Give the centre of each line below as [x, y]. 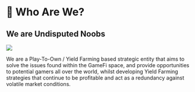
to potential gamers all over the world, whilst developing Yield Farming [92, 71]
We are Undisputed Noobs [56, 34]
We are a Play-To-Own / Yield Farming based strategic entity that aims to [95, 59]
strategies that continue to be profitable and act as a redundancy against [95, 78]
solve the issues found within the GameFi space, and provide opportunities [98, 65]
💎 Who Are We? [45, 12]
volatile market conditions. [39, 84]
